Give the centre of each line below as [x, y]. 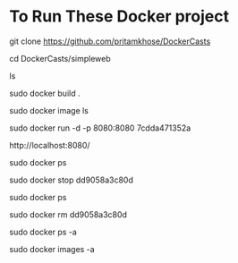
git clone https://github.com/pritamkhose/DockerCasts [110, 41]
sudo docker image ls [49, 110]
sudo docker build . [45, 93]
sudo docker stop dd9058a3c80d [72, 180]
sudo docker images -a [52, 249]
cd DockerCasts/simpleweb [60, 58]
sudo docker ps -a [43, 232]
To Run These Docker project [119, 17]
